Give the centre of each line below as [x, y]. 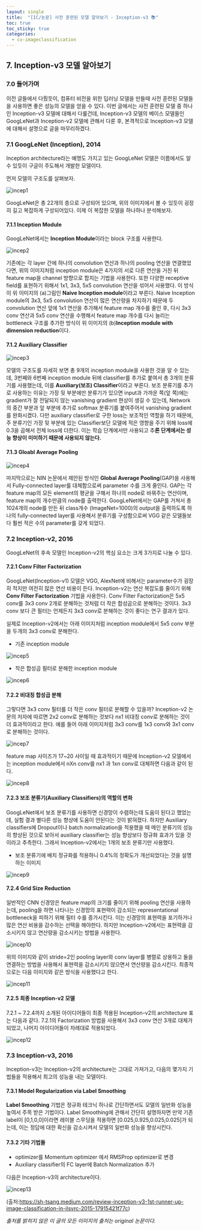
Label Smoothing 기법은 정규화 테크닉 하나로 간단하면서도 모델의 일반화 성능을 [99, 1105]
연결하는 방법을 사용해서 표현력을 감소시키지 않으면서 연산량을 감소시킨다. [92, 964]
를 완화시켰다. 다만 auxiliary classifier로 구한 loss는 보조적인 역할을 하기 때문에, [100, 416]
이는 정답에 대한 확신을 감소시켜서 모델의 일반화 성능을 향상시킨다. [96, 1127]
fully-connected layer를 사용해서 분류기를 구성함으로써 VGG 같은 [94, 515]
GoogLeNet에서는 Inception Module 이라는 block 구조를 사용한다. [85, 238]
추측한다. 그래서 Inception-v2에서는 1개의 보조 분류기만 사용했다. [98, 842]
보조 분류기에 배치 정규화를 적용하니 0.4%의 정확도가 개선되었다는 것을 [98, 855]
